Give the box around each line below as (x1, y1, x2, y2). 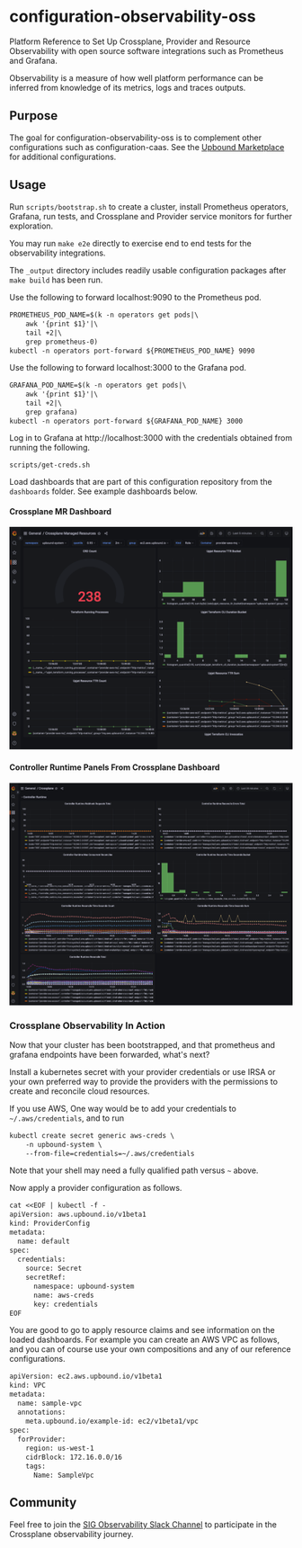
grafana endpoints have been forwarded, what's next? (9, 1050, 210, 1060)
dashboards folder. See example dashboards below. (9, 486, 198, 497)
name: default (17, 1237, 70, 1247)
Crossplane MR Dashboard (9, 506, 112, 517)
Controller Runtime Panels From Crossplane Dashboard (9, 762, 220, 773)
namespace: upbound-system (32, 1282, 135, 1292)
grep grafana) (25, 407, 78, 416)
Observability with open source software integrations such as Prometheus (9, 45, 284, 56)
